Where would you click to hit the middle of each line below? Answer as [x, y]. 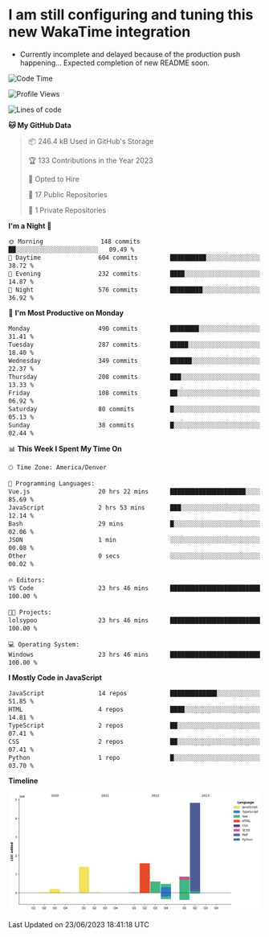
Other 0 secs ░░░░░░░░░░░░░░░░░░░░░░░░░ [134, 556]
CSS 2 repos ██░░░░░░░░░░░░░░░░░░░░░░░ [134, 741]
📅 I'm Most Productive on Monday [66, 312]
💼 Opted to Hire [54, 179]
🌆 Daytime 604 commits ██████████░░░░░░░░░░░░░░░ [134, 258]
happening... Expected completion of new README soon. [115, 63]
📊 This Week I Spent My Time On [65, 448]
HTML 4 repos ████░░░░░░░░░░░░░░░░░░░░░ [134, 709]
